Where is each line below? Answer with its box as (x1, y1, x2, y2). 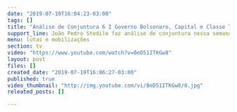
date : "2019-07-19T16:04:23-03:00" (7, 10, 112, 17)
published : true (7, 75, 55, 83)
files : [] (7, 62, 37, 69)
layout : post (7, 56, 46, 63)
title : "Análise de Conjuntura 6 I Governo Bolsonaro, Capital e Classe (7, 23, 226, 30)
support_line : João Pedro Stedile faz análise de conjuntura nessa (7, 29, 210, 37)
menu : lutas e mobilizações (7, 36, 90, 43)
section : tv (7, 43, 42, 50)
